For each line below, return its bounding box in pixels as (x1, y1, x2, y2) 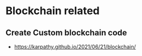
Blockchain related (5, 4, 100, 18)
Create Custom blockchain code (5, 28, 127, 38)
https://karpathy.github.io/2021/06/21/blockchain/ (14, 43, 136, 50)
